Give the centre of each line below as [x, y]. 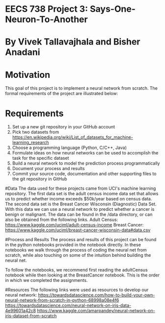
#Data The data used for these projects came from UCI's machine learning [81, 188]
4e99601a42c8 [20, 311]
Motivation [28, 75]
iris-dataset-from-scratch [31, 316]
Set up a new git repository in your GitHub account [64, 127]
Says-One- [113, 9]
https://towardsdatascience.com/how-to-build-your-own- [96, 295]
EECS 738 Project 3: [47, 9]
